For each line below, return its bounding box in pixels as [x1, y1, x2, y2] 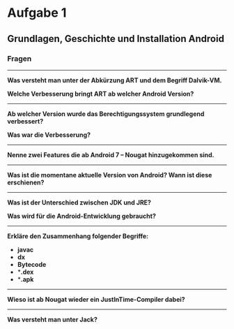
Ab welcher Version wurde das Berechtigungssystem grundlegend [7, 110, 205, 118]
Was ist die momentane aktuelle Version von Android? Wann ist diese [7, 170, 212, 179]
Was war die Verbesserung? [7, 131, 91, 139]
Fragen [7, 54, 32, 64]
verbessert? [7, 117, 44, 125]
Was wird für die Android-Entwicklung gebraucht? [7, 212, 157, 220]
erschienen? [7, 178, 45, 187]
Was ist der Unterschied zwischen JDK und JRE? [7, 198, 152, 207]
